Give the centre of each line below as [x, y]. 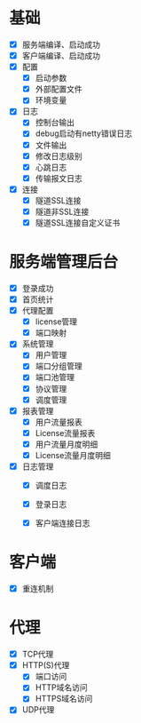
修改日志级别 [59, 155]
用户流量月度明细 [67, 444]
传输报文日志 [59, 178]
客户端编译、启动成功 [61, 56]
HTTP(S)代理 [46, 665]
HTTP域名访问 [61, 687]
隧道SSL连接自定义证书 [78, 222]
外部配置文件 [59, 89]
